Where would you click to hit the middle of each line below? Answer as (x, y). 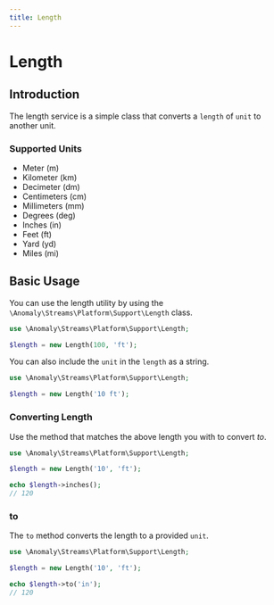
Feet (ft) (37, 234)
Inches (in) (42, 225)
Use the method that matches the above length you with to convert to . (138, 436)
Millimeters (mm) (53, 205)
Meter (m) (41, 168)
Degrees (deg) (49, 215)
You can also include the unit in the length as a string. (109, 361)
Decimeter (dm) (51, 186)
